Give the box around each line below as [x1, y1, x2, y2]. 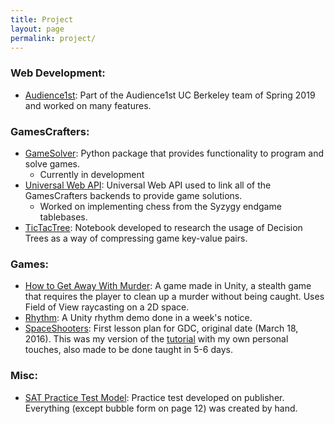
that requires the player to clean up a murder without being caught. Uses [24, 291, 325, 303]
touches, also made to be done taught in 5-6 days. [24, 344, 233, 356]
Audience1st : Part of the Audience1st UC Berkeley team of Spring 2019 [24, 89, 316, 101]
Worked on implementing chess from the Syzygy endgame [39, 200, 282, 212]
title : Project [10, 14, 74, 25]
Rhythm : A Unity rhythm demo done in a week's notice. [24, 312, 253, 324]
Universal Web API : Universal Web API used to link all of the [24, 179, 272, 191]
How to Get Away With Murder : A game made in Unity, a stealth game [24, 280, 312, 292]
